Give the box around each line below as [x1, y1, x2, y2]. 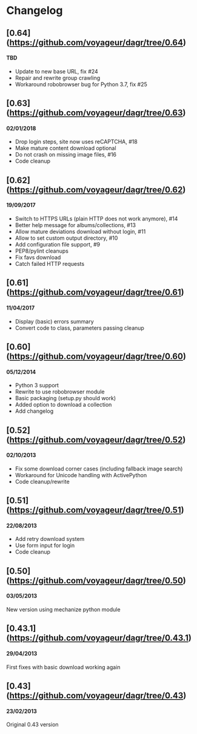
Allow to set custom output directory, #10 [15, 234, 118, 242]
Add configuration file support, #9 [15, 240, 101, 248]
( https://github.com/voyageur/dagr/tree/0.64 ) [6, 37, 187, 47]
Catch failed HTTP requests [15, 260, 85, 267]
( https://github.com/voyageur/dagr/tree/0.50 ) [6, 575, 186, 586]
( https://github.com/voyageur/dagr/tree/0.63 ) [6, 107, 186, 118]
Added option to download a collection [15, 401, 112, 409]
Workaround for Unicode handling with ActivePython [15, 471, 147, 478]
